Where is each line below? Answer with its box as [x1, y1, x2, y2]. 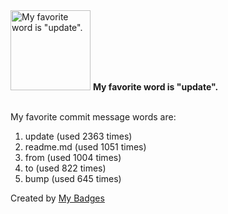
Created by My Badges [10, 192, 105, 204]
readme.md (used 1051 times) [24, 141, 147, 153]
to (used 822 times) [24, 162, 107, 174]
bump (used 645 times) [24, 173, 122, 184]
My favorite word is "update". [92, 81, 219, 93]
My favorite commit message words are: [10, 111, 177, 123]
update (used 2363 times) [24, 130, 133, 142]
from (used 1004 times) [24, 152, 122, 163]
